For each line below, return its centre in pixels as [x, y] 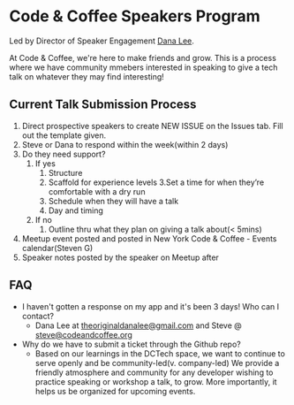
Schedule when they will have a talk [113, 201]
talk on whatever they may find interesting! [87, 76]
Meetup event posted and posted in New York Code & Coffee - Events [149, 238]
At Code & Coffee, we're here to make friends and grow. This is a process [143, 57]
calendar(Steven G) [57, 248]
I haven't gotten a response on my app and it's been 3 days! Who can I [151, 306]
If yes [45, 163]
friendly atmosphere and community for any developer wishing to [154, 372]
